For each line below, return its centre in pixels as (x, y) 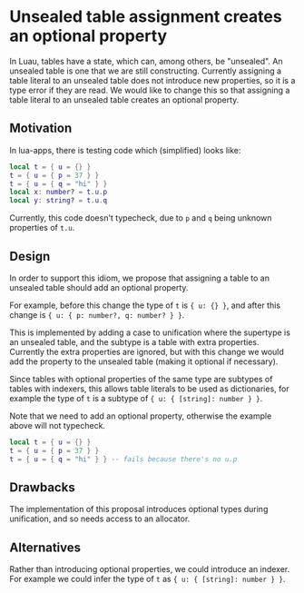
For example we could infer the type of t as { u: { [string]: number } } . (147, 579)
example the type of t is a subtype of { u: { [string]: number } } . (136, 398)
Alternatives (45, 547)
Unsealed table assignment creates (146, 17)
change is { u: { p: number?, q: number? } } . (97, 314)
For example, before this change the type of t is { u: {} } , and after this (145, 305)
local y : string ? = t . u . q (58, 201)
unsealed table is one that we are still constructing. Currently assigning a (146, 71)
